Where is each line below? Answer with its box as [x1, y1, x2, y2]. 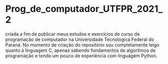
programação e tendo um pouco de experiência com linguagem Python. [5, 52, 158, 59]
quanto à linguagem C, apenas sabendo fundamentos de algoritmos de [5, 47, 156, 53]
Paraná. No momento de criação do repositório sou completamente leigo [5, 41, 159, 48]
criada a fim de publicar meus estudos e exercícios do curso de [5, 31, 140, 37]
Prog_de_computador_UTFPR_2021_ [5, 3, 163, 15]
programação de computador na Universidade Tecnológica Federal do [5, 36, 154, 42]
